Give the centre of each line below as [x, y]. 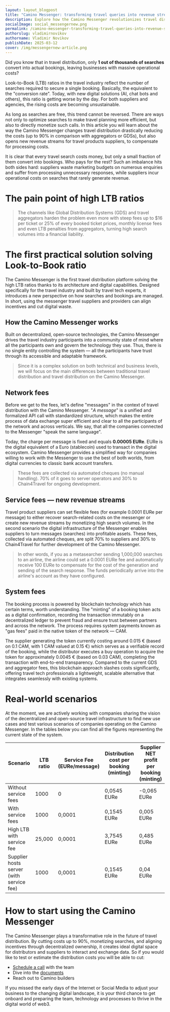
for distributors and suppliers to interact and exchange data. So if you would [84, 952]
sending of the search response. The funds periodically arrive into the [90, 570]
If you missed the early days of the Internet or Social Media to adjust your [82, 988]
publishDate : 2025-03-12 [31, 43]
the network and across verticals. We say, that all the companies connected [84, 426]
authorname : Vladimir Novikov [37, 39]
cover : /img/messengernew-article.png [46, 48]
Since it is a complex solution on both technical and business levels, [88, 366]
